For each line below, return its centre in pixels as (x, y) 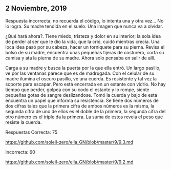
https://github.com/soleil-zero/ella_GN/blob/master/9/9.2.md (69, 162)
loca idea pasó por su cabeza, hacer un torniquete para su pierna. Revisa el (85, 47)
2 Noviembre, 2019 (36, 8)
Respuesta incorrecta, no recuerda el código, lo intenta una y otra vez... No (84, 20)
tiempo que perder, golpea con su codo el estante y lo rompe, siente (77, 90)
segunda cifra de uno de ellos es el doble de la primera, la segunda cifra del (85, 111)
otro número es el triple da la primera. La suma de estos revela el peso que (84, 117)
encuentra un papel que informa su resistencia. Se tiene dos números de (82, 100)
